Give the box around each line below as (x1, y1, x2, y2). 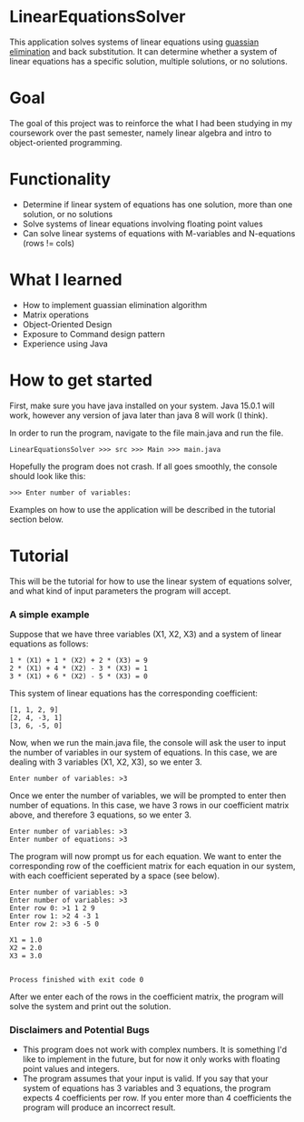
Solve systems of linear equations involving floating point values (22, 218, 263, 229)
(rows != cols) (22, 237, 75, 248)
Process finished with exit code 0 (9, 975, 144, 984)
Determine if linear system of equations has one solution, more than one (22, 198, 293, 210)
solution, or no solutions (22, 208, 113, 219)
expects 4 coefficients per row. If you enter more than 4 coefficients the (22, 1093, 292, 1104)
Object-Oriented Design (22, 318, 113, 329)
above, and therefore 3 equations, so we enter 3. (9, 809, 192, 820)
